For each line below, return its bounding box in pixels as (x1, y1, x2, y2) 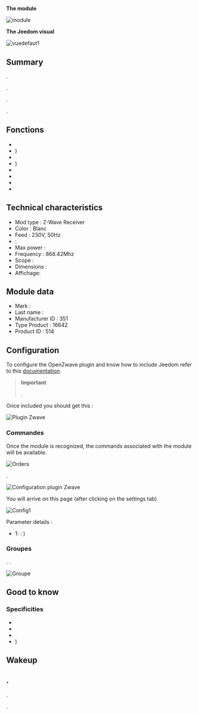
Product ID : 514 (14, 328, 55, 335)
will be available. (6, 448, 47, 456)
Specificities (6, 605, 44, 614)
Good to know (6, 587, 59, 597)
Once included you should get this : (6, 402, 94, 410)
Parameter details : (6, 518, 52, 525)
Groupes (6, 545, 32, 553)
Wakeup (6, 655, 38, 665)
